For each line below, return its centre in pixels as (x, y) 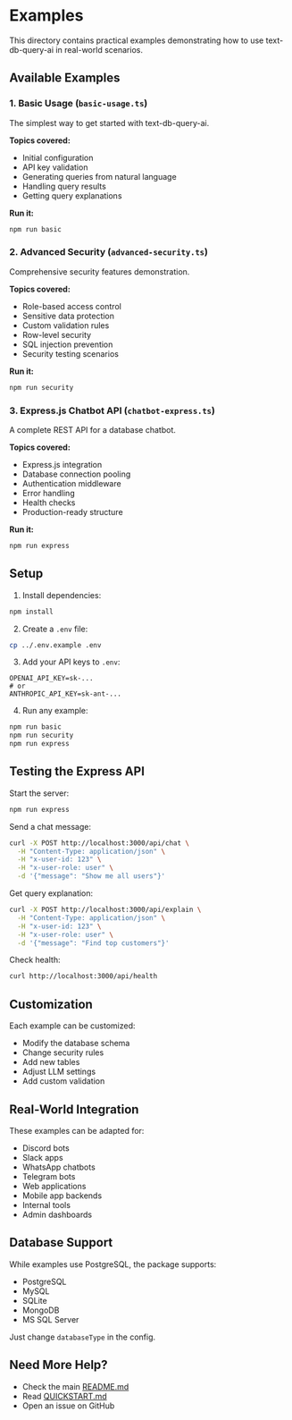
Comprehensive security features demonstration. (100, 271)
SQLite (34, 1300)
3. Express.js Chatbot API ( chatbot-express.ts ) (113, 410)
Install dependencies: (62, 595)
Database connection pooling (76, 474)
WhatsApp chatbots (58, 1167)
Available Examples (65, 78)
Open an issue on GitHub (68, 1406)
